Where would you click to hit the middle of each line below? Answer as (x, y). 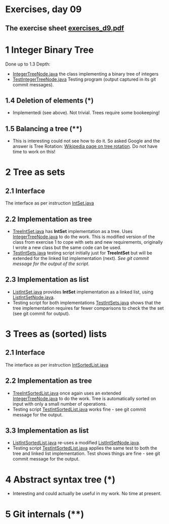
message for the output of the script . (51, 264)
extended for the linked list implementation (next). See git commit (81, 258)
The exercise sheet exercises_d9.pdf (65, 28)
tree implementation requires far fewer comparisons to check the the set (88, 308)
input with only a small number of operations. (60, 404)
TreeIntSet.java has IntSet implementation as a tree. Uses (73, 231)
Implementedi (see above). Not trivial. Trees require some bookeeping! (86, 113)
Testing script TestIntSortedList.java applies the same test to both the (85, 448)
